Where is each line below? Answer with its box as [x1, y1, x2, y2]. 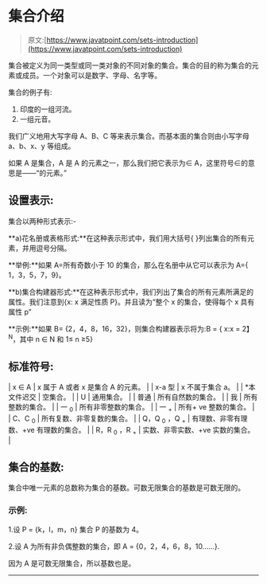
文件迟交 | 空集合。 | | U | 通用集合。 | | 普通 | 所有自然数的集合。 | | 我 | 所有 [8, 392, 258, 402]
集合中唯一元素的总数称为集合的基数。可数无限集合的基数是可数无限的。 [8, 483, 245, 492]
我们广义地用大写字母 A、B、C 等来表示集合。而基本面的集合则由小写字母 [8, 131, 250, 140]
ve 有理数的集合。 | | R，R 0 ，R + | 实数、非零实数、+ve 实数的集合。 [26, 425, 255, 437]
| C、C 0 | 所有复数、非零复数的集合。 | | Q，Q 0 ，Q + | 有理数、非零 [8, 414, 234, 425]
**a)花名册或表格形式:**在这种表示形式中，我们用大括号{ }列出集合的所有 [8, 233, 248, 243]
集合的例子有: [8, 87, 53, 96]
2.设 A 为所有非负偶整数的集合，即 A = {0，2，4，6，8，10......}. [8, 541, 220, 551]
